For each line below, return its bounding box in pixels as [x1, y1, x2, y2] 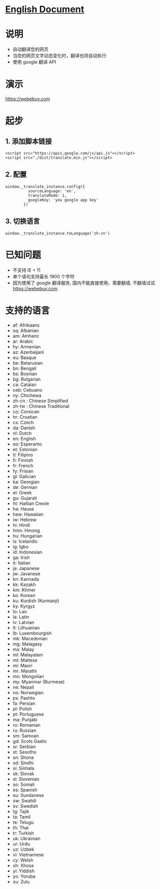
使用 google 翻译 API [12, 59, 56, 65]
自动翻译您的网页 [12, 46, 49, 52]
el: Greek [12, 489, 32, 495]
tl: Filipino [12, 452, 33, 458]
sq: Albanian [12, 327, 39, 334]
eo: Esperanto [12, 441, 42, 447]
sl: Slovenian [12, 776, 40, 782]
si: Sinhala [12, 765, 35, 771]
